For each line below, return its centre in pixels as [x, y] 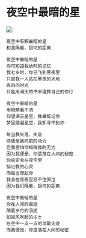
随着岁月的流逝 [22, 210]
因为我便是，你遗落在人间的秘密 [40, 154]
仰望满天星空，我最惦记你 [33, 116]
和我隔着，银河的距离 [29, 48]
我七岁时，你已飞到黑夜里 [33, 72]
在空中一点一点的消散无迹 [33, 223]
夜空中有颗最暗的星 [26, 41]
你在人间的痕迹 [22, 204]
